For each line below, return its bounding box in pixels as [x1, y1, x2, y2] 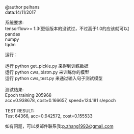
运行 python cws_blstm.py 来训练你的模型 [5, 69, 89, 75]
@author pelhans [5, 4, 40, 10]
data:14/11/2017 [5, 9, 36, 15]
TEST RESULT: [5, 108, 35, 113]
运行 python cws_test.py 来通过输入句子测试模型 [5, 76, 103, 81]
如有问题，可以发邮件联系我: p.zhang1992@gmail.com [5, 123, 114, 129]
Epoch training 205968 [5, 92, 52, 98]
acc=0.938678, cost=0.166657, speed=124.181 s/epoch [5, 98, 116, 103]
